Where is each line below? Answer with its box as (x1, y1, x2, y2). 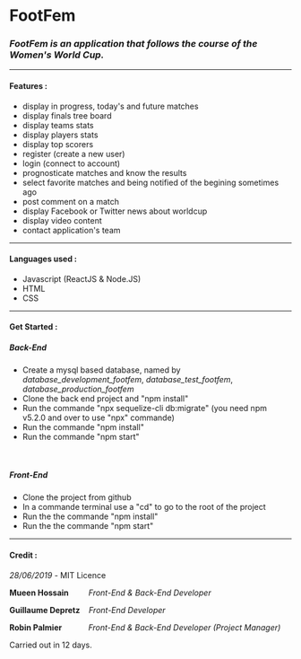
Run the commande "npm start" (21, 432, 141, 443)
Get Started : (9, 321, 58, 332)
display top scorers (21, 138, 94, 149)
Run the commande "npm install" (21, 422, 145, 433)
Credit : (9, 549, 38, 561)
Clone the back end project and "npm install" (21, 393, 189, 404)
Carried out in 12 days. (9, 639, 92, 650)
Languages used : (9, 253, 78, 265)
